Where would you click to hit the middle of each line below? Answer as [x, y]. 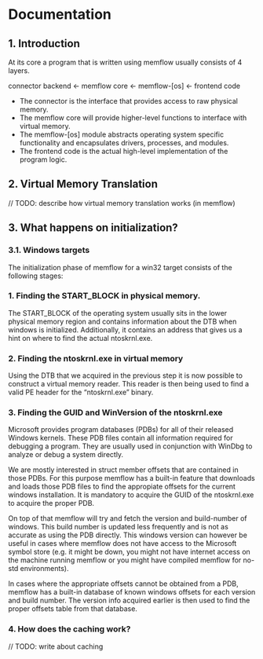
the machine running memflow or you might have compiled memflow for [125, 560]
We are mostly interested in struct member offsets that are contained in [123, 470]
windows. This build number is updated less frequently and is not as [119, 527]
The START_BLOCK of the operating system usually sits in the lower [118, 313]
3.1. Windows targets [49, 251]
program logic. [43, 159]
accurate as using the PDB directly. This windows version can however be [128, 535]
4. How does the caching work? [69, 629]
